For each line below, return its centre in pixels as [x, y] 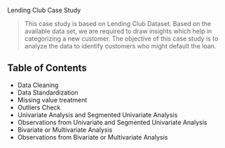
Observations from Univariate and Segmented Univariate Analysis [112, 122]
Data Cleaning [38, 85]
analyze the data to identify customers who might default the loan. [120, 46]
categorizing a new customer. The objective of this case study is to [121, 39]
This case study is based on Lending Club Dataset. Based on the [118, 23]
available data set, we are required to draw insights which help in [118, 31]
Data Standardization [48, 92]
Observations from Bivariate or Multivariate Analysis [93, 137]
